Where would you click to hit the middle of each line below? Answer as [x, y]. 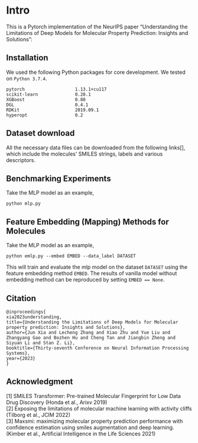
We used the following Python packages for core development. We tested [96, 72]
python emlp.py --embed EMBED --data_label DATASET [71, 256]
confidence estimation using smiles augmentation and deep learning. [90, 427]
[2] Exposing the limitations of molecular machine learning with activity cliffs [99, 408]
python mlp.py [24, 204]
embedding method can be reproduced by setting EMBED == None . [85, 280]
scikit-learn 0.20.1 [49, 94]
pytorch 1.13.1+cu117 [57, 89]
